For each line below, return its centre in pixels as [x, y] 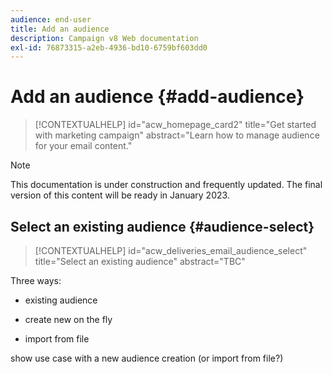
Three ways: [36, 280]
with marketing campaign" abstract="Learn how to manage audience [177, 135]
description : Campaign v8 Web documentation [104, 38]
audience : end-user [51, 19]
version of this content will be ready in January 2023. [120, 195]
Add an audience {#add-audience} [157, 97]
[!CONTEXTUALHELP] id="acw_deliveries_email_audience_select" [171, 250]
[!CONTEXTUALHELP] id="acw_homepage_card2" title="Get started [175, 125]
